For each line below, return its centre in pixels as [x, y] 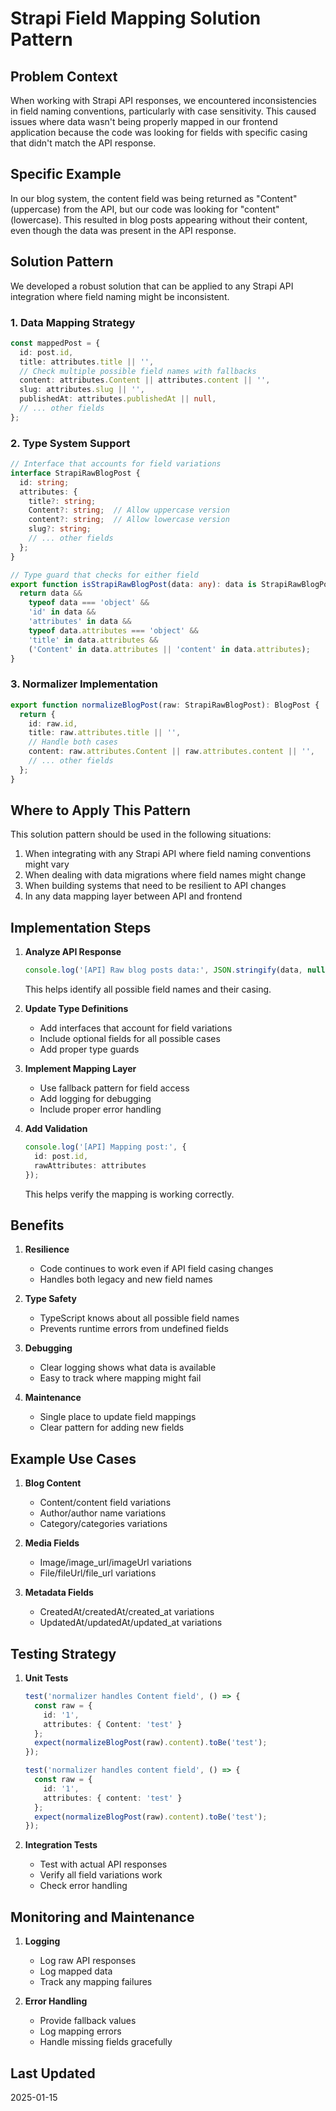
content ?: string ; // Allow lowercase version [129, 520]
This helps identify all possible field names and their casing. [148, 989]
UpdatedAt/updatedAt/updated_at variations [131, 1623]
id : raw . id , [53, 723]
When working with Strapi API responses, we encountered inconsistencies [163, 100]
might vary [47, 864]
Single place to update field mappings [118, 1417]
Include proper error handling [100, 1109]
